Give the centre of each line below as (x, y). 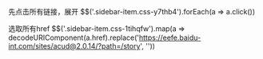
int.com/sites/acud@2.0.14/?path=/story (74, 46)
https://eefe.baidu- (170, 37)
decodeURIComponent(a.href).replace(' (74, 37)
